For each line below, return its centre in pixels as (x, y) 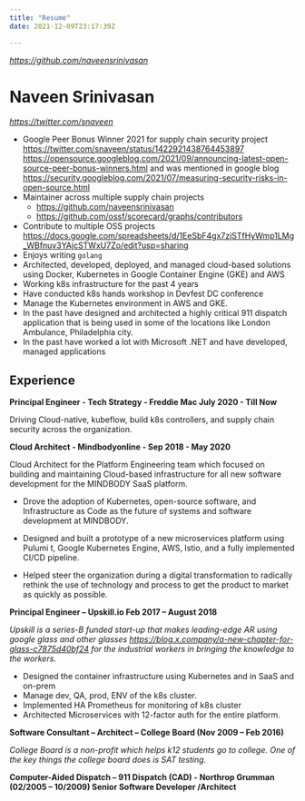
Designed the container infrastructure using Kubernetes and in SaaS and (158, 677)
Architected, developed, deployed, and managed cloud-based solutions (157, 265)
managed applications (64, 351)
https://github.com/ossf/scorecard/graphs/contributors (139, 217)
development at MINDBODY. (75, 521)
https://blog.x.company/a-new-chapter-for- (212, 639)
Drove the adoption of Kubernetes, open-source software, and (139, 501)
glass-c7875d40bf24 (49, 649)
